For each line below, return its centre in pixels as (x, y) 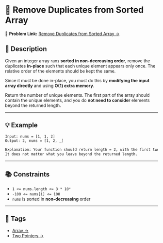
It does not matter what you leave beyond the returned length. (71, 154)
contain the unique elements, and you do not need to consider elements (77, 100)
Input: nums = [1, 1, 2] (30, 136)
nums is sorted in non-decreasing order (51, 199)
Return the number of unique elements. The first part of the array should (77, 95)
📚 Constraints (27, 174)
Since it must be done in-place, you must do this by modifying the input (77, 80)
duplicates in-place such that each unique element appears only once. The (80, 66)
